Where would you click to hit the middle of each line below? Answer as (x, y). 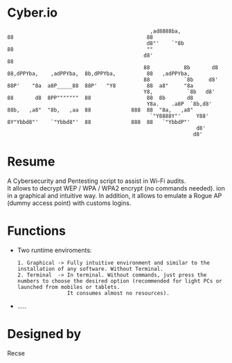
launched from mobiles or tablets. (69, 287)
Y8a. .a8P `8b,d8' (179, 104)
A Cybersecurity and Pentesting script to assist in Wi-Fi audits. (97, 181)
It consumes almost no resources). (118, 293)
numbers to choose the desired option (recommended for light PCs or (120, 281)
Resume (31, 162)
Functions (36, 231)
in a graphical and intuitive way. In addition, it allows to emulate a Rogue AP (115, 195)
